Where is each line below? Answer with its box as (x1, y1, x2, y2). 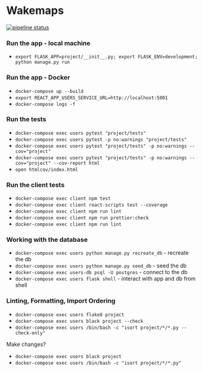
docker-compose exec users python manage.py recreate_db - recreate (15, 249, 189, 257)
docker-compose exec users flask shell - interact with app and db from (15, 275, 196, 283)
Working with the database (6, 235, 88, 244)
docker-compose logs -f (15, 101, 76, 107)
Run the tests (6, 115, 47, 123)
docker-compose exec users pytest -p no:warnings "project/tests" (15, 136, 187, 143)
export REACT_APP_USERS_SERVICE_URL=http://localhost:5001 (15, 95, 168, 101)
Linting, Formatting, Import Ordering (6, 297, 115, 305)
